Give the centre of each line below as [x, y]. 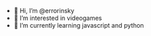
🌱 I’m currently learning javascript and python [79, 25]
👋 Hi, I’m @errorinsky [44, 11]
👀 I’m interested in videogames [58, 18]
